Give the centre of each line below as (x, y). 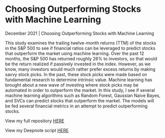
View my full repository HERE (35, 121)
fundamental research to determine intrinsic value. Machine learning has (79, 80)
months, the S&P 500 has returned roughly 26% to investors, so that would (81, 58)
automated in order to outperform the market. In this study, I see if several (80, 90)
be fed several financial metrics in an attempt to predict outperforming (76, 106)
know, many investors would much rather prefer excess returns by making (80, 69)
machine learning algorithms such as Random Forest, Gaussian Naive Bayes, (83, 95)
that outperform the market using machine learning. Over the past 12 (75, 53)
